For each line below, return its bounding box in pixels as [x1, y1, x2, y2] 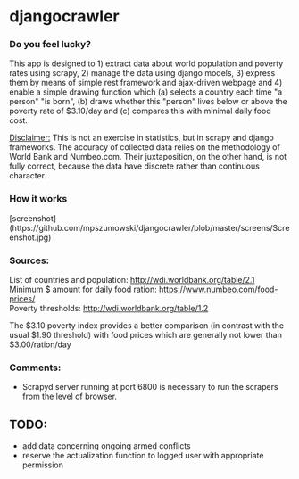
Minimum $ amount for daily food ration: [9, 284, 158, 295]
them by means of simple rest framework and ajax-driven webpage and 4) [9, 78, 283, 88]
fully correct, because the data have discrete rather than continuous [9, 161, 261, 171]
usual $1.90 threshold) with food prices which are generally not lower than [9, 330, 283, 341]
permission [21, 459, 64, 470]
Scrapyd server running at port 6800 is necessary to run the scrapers [21, 382, 278, 392]
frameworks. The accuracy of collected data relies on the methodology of [9, 142, 281, 153]
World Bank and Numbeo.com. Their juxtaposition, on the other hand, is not [9, 152, 287, 162]
